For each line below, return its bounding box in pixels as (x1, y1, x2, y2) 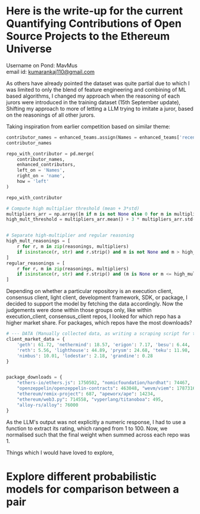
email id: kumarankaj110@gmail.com (6, 68, 95, 75)
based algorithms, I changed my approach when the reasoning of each (6, 92, 180, 99)
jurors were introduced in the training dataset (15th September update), (6, 98, 180, 105)
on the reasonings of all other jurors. (6, 111, 95, 119)
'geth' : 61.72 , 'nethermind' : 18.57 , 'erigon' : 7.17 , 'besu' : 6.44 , (17, 341, 190, 348)
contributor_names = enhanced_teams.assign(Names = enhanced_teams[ (6, 134, 180, 141)
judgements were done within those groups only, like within (6, 307, 152, 314)
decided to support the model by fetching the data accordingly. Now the (6, 300, 183, 307)
